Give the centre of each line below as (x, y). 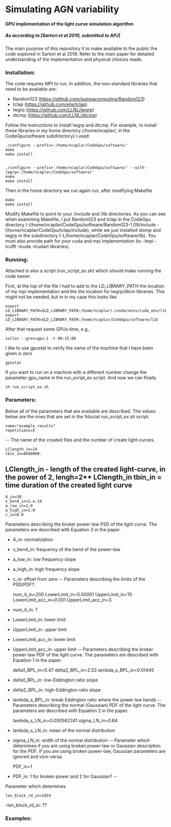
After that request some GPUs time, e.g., (48, 329)
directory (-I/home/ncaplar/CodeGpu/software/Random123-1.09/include (81, 225)
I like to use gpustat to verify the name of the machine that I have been (79, 348)
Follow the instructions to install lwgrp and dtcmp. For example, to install (81, 125)
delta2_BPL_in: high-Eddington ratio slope (56, 690)
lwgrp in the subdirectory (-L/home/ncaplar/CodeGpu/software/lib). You (81, 235)
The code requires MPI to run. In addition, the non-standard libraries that (81, 84)
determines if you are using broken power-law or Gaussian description (87, 746)
